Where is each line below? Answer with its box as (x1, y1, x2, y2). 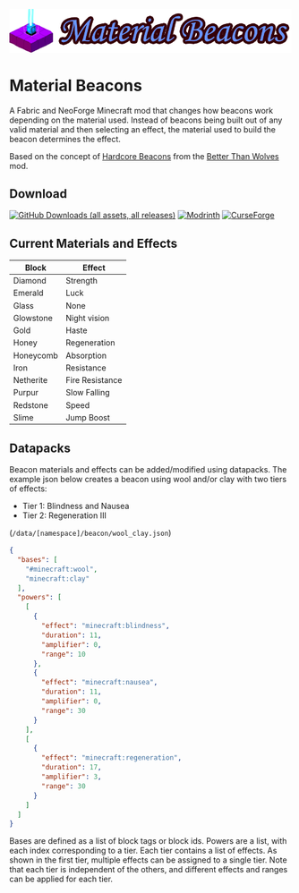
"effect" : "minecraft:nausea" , (41, 678, 158, 687)
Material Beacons (9, 75, 143, 96)
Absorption (65, 350, 107, 361)
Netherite (13, 375, 48, 386)
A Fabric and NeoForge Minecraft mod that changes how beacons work (9, 105, 274, 115)
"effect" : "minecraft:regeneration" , (41, 753, 182, 762)
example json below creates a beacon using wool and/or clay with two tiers (9, 474, 287, 485)
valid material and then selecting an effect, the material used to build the (9, 123, 276, 134)
